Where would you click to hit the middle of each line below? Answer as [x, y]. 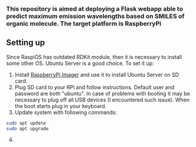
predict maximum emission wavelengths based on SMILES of [95, 16]
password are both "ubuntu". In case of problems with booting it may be [102, 93]
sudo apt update [26, 123]
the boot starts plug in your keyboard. [61, 106]
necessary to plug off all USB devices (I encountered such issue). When [102, 100]
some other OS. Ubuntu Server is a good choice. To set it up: [80, 63]
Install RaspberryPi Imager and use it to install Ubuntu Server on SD [97, 74]
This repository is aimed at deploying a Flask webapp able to [94, 9]
